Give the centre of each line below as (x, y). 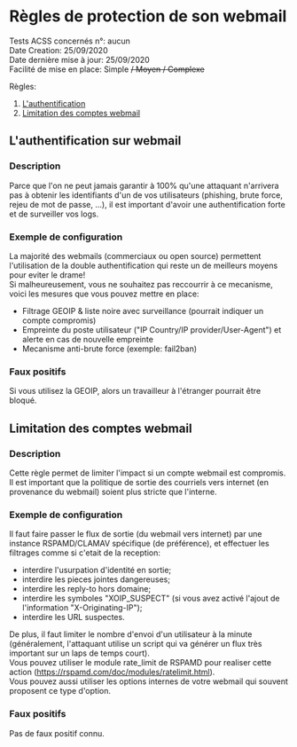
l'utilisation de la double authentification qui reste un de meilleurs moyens (144, 265)
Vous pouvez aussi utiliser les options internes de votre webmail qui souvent (148, 681)
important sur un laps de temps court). (80, 653)
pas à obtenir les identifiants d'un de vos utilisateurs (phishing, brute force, (146, 195)
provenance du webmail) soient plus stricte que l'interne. (113, 491)
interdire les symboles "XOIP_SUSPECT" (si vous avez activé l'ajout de (151, 598)
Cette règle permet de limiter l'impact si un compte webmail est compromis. (148, 473)
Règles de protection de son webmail (148, 16)
